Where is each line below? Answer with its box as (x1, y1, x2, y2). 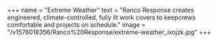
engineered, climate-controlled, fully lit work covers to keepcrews (7, 13, 196, 21)
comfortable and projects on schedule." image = (7, 21, 146, 28)
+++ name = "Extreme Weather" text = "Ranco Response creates (7, 6, 194, 14)
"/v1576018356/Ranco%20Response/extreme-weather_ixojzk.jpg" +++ (7, 28, 212, 36)
